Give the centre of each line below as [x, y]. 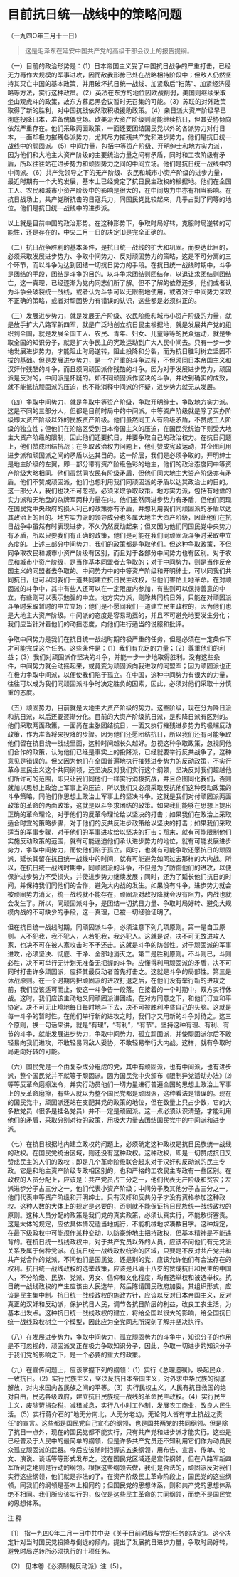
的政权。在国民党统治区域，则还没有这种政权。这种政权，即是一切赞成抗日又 [119, 1153]
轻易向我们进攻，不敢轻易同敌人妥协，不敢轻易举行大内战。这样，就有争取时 [119, 1042]
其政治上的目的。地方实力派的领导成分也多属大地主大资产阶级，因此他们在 [116, 517]
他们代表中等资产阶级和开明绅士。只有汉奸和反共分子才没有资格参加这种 [113, 1197]
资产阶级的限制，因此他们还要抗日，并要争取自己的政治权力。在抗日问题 [126, 437]
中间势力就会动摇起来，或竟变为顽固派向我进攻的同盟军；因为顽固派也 [122, 665]
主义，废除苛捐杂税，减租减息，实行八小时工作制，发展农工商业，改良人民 [116, 1405]
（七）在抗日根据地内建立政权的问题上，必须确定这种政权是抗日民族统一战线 [119, 1144]
